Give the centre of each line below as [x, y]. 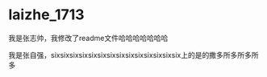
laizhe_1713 [46, 15]
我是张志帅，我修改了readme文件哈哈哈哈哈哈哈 [88, 38]
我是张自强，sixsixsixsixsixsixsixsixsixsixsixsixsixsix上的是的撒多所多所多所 [133, 55]
